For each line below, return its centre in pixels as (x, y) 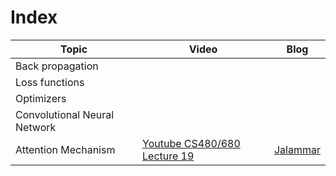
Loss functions (50, 82)
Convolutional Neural (65, 114)
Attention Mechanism (65, 149)
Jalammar (297, 149)
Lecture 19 (168, 156)
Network (36, 127)
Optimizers (41, 98)
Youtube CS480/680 (191, 143)
